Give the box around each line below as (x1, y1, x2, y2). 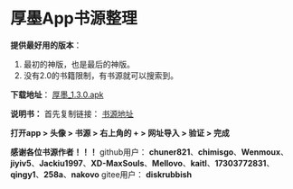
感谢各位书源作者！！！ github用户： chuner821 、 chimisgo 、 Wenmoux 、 (10, 146, 288, 157)
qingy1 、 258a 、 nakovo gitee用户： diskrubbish (10, 168, 193, 180)
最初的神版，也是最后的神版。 (23, 58, 135, 69)
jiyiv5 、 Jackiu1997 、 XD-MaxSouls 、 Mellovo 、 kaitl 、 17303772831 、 (10, 157, 275, 168)
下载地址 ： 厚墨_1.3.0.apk (10, 89, 104, 100)
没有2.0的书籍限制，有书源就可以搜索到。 (23, 69, 179, 81)
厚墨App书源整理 (10, 8, 138, 29)
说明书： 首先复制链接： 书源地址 (10, 108, 134, 119)
